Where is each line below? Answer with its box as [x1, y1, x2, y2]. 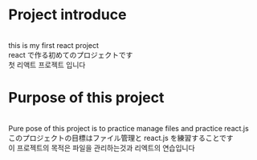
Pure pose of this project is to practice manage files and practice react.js [8, 123, 249, 133]
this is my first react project [8, 40, 99, 50]
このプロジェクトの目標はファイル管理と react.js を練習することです [8, 133, 235, 142]
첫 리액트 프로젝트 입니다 [8, 60, 86, 70]
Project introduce [8, 6, 127, 24]
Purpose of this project [8, 89, 165, 107]
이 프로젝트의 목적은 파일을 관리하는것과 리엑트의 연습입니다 [8, 142, 195, 153]
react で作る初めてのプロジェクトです [8, 50, 133, 59]
